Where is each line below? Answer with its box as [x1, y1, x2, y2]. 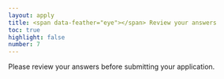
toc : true [8, 26, 41, 34]
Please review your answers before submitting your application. [8, 62, 215, 71]
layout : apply [8, 11, 55, 20]
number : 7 [8, 41, 41, 48]
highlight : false [8, 33, 65, 41]
